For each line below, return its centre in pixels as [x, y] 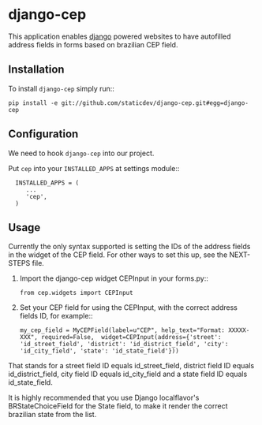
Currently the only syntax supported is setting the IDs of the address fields [129, 247]
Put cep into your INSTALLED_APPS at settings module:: [94, 168]
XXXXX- [239, 330]
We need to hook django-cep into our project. [81, 153]
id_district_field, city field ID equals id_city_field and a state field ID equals [128, 374]
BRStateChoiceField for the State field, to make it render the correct [118, 406]
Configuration [43, 134]
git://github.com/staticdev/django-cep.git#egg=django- [155, 103]
